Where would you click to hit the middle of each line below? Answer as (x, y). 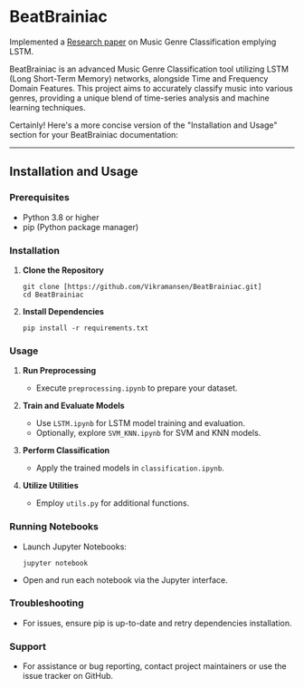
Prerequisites (39, 198)
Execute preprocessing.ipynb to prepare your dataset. (137, 388)
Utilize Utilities (50, 486)
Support (28, 646)
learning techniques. (47, 107)
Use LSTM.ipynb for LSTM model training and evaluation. (141, 423)
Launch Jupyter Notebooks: (74, 547)
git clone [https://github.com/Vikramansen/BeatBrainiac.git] (142, 286)
